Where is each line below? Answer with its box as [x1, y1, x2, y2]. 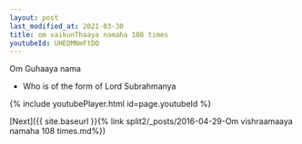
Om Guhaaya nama [9, 63, 82, 74]
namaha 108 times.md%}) [9, 126, 106, 137]
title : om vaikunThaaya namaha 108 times [9, 30, 169, 39]
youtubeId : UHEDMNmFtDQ [9, 38, 100, 48]
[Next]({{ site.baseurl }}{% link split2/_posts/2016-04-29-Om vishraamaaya [9, 116, 293, 127]
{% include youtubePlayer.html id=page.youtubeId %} [9, 99, 212, 110]
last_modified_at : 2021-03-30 [9, 22, 125, 31]
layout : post [9, 13, 59, 23]
